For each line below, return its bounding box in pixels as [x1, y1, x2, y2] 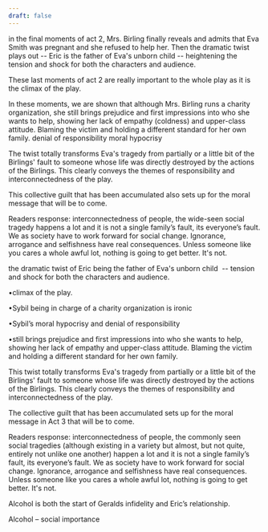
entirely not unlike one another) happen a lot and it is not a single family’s [8, 449, 250, 458]
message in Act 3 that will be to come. [8, 416, 135, 426]
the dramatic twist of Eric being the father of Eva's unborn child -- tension [8, 263, 255, 273]
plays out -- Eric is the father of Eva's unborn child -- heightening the [8, 51, 238, 60]
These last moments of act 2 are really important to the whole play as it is [8, 75, 251, 84]
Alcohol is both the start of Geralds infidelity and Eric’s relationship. [8, 498, 230, 508]
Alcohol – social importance [8, 514, 100, 524]
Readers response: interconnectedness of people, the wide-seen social [8, 213, 245, 223]
